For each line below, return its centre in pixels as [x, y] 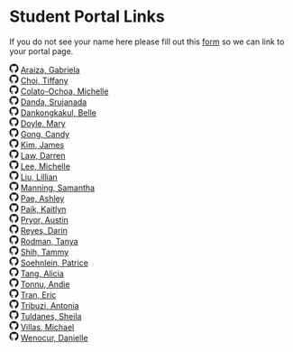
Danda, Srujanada [54, 102]
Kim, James [42, 144]
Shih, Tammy [45, 252]
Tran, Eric [38, 294]
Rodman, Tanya [49, 241]
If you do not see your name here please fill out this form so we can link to [147, 42]
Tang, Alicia [42, 273]
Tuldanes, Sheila [51, 316]
